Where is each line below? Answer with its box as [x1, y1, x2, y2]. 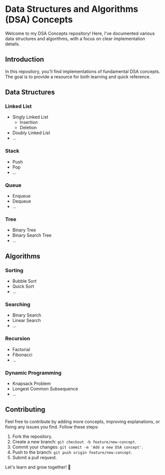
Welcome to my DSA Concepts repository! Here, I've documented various [5, 30, 155, 36]
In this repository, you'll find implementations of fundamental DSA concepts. [5, 68, 161, 74]
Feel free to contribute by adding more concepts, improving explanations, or [5, 419, 160, 424]
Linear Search [12, 317, 41, 323]
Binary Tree [12, 227, 36, 233]
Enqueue [12, 193, 31, 199]
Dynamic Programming [5, 369, 62, 376]
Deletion [19, 125, 37, 131]
